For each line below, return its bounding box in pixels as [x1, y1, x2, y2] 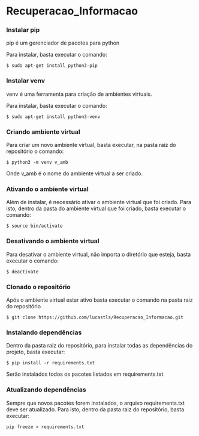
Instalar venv [6, 76, 45, 85]
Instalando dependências [6, 328, 82, 337]
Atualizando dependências [6, 385, 86, 394]
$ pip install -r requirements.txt [6, 360, 95, 366]
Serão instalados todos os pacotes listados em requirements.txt [6, 370, 164, 378]
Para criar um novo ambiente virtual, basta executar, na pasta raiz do [6, 142, 176, 149]
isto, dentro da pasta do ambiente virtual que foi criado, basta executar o [6, 205, 186, 212]
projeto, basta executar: [6, 348, 65, 356]
